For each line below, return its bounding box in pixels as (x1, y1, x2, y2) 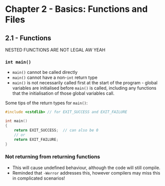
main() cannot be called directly (12, 69, 78, 75)
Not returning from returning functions (5, 153, 101, 160)
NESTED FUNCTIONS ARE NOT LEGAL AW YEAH (5, 47, 106, 53)
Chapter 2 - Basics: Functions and (5, 3, 148, 15)
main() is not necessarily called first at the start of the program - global (12, 80, 158, 86)
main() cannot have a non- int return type (12, 74, 98, 80)
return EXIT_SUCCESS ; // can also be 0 (14, 127, 99, 132)
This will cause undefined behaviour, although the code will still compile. (12, 165, 161, 171)
